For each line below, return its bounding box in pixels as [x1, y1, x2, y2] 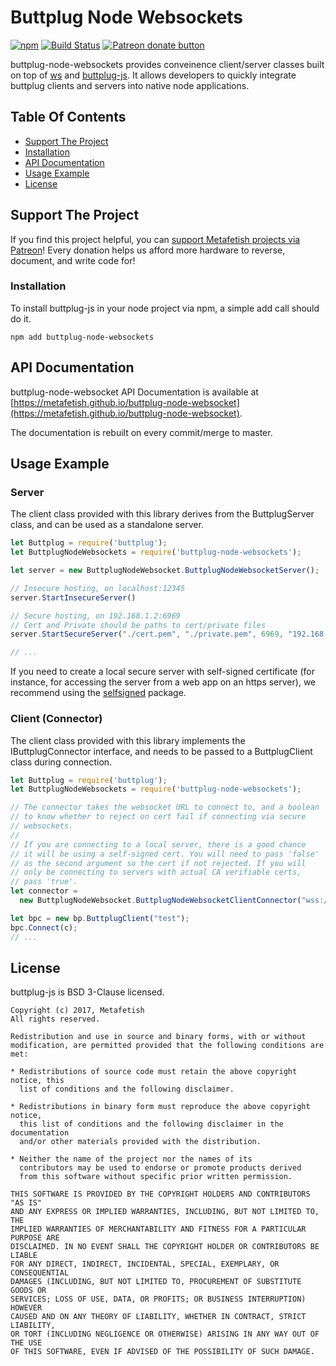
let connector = [10, 886, 78, 896]
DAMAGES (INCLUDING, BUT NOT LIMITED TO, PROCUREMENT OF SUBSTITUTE [10, 1277, 302, 1287]
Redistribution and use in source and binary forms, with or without [10, 1032, 307, 1042]
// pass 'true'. [10, 877, 78, 887]
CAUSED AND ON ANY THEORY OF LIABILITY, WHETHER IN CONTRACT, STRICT [10, 1312, 307, 1322]
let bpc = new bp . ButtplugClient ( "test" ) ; [10, 913, 190, 923]
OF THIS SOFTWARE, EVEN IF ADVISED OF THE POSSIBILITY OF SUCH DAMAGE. [10, 1347, 315, 1357]
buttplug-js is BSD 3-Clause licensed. [10, 986, 165, 998]
